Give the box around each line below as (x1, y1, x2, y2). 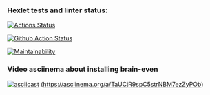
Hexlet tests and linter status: (7, 5, 108, 15)
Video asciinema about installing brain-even (7, 64, 158, 74)
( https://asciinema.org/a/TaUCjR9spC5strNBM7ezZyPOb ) (40, 80, 204, 88)
